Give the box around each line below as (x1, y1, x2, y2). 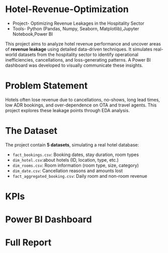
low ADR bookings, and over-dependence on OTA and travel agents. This (5, 102, 157, 108)
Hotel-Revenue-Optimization (5, 4, 129, 15)
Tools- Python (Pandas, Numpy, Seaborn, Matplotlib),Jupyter (12, 25, 139, 31)
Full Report (5, 237, 52, 248)
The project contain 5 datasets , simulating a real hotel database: (5, 141, 139, 147)
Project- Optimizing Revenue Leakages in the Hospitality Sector (12, 20, 144, 26)
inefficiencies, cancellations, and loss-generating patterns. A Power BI (5, 57, 151, 63)
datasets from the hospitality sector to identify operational (18, 52, 138, 58)
